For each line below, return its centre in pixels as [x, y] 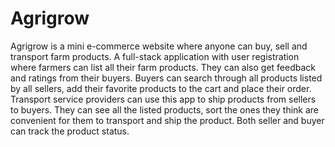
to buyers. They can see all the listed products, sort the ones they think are [165, 109]
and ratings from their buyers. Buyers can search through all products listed [166, 78]
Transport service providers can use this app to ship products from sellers [163, 99]
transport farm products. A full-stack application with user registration [155, 56]
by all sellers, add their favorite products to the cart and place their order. [161, 88]
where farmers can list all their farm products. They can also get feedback [163, 67]
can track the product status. [70, 131]
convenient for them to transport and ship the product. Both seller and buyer [167, 120]
